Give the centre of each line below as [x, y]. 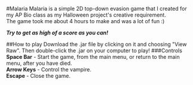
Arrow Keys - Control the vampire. [49, 70]
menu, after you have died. [39, 63]
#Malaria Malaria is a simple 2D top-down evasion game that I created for [96, 9]
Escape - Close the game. [38, 76]
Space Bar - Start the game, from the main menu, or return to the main [93, 57]
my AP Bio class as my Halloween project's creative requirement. [86, 15]
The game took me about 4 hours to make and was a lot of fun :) [85, 21]
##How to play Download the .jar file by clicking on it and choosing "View [96, 44]
